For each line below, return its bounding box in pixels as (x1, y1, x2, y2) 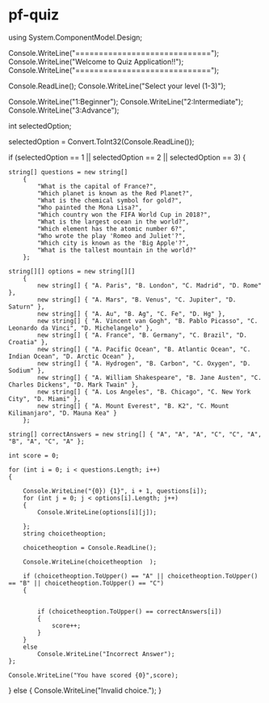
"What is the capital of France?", (37, 182, 158, 190)
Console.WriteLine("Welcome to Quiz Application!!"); (8, 57, 184, 66)
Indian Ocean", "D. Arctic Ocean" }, (8, 352, 136, 360)
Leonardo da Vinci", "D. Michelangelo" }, (8, 324, 153, 332)
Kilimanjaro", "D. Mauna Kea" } (8, 409, 117, 417)
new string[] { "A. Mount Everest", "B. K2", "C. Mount (37, 402, 229, 410)
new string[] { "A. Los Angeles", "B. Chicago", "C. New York (37, 387, 251, 396)
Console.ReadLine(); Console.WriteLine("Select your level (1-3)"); (8, 81, 226, 91)
